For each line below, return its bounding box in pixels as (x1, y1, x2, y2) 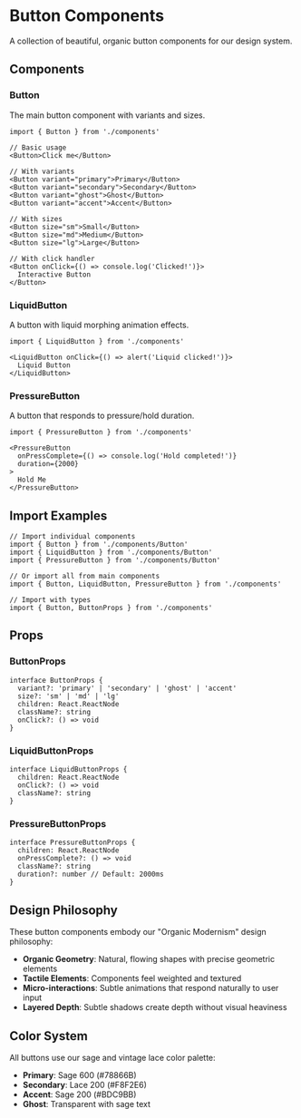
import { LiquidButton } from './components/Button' (9, 548, 213, 558)
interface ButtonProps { (9, 676, 103, 685)
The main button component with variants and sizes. (9, 110, 206, 121)
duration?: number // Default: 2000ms (17, 870, 165, 880)
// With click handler (9, 254, 95, 263)
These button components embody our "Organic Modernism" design (9, 927, 267, 938)
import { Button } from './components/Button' (9, 540, 189, 549)
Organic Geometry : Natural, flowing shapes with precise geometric (22, 954, 275, 965)
